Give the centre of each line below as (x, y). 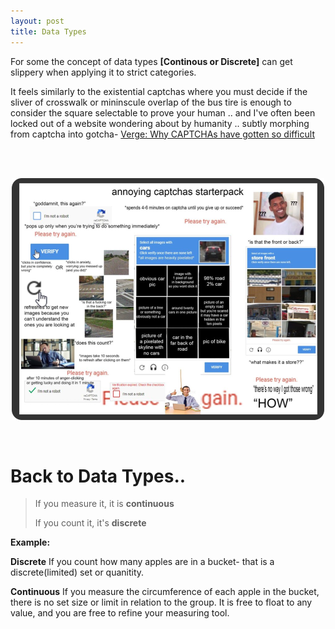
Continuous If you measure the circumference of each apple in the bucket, (165, 592)
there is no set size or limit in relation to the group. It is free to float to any (161, 602)
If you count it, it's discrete (90, 523)
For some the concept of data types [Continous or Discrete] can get (151, 61)
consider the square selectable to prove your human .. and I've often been (163, 112)
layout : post (37, 21)
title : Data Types (48, 31)
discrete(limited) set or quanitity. (77, 572)
